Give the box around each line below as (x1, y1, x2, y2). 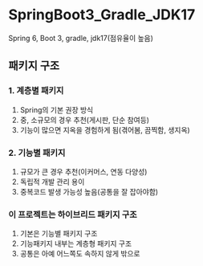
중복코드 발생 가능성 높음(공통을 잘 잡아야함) (19, 186, 159, 196)
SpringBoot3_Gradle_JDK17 (8, 6, 196, 24)
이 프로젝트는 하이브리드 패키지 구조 (8, 209, 138, 220)
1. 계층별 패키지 (8, 85, 64, 96)
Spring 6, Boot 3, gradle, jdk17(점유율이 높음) (8, 33, 154, 43)
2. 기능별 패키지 (8, 147, 66, 158)
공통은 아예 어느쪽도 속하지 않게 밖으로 (19, 249, 140, 259)
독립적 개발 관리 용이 (19, 177, 85, 186)
